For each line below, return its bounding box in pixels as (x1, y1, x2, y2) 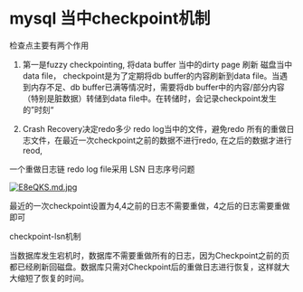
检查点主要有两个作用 (9, 40, 89, 51)
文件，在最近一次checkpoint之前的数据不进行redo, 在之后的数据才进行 (30, 135, 292, 146)
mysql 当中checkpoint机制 (9, 8, 211, 29)
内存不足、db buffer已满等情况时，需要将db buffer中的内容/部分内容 (30, 81, 285, 92)
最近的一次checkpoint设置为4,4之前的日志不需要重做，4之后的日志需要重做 (9, 200, 291, 211)
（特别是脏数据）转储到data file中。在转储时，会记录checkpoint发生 (22, 92, 278, 104)
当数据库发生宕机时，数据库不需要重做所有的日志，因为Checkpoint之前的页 (9, 250, 290, 260)
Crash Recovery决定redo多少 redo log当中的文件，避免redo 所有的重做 (22, 123, 287, 134)
